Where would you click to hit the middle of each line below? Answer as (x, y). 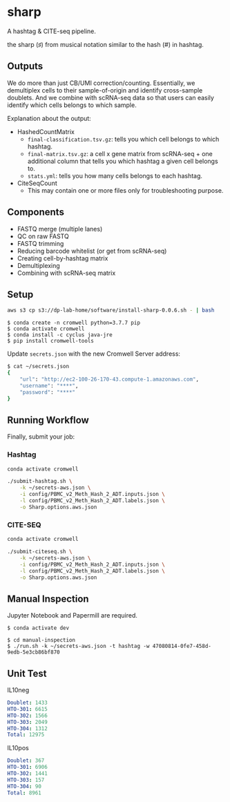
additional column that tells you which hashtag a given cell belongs (123, 161)
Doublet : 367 (26, 761)
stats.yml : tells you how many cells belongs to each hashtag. (115, 175)
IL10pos (18, 748)
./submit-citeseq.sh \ (40, 552)
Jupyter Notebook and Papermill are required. (73, 615)
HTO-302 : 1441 (28, 774)
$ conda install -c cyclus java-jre (60, 335)
